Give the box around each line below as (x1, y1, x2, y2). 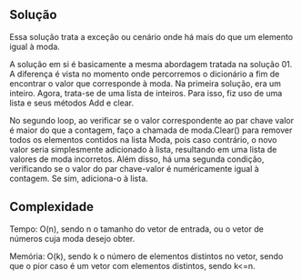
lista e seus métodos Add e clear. (9, 97, 135, 108)
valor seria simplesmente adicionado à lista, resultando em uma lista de (9, 144, 277, 155)
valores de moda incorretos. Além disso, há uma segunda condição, (9, 154, 265, 165)
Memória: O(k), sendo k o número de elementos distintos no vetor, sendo (9, 250, 284, 262)
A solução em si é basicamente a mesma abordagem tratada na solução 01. (9, 58, 293, 69)
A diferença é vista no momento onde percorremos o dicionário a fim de (9, 68, 280, 79)
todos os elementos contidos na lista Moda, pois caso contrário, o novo (9, 134, 277, 145)
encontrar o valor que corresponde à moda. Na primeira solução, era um (9, 77, 282, 89)
